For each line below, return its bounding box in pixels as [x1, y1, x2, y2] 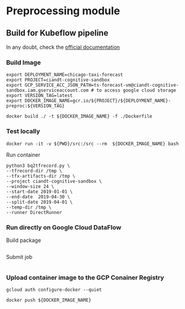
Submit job [6, 253, 33, 260]
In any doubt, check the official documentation [6, 43, 120, 51]
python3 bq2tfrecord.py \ [6, 162, 70, 169]
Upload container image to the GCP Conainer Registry [6, 273, 164, 282]
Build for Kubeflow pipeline [6, 28, 109, 38]
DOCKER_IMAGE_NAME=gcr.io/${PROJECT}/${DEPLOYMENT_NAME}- [24, 98, 171, 104]
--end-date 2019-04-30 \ [6, 194, 70, 200]
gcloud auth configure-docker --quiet [6, 287, 102, 293]
